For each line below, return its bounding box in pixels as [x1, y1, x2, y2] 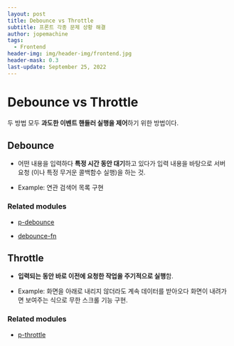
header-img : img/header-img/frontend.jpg [7, 51, 132, 58]
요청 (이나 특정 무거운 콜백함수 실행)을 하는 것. [17, 168, 146, 177]
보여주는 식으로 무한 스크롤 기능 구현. [25, 296, 128, 305]
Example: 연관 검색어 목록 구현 [17, 183, 104, 192]
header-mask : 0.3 [7, 57, 59, 64]
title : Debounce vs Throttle [7, 17, 94, 24]
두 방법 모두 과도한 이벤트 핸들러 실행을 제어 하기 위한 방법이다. [7, 118, 179, 127]
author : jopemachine [7, 30, 69, 38]
